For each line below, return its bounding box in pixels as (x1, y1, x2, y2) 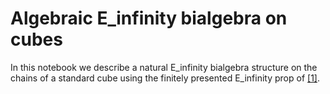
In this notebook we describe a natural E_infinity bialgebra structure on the (10, 61, 318, 73)
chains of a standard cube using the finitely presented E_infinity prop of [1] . (10, 72, 320, 84)
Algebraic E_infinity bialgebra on (10, 7, 288, 30)
